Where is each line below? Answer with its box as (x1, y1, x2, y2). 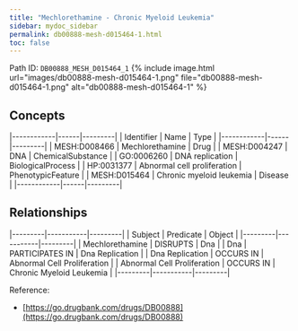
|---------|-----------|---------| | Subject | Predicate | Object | (9, 229, 239, 240)
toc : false (9, 38, 50, 48)
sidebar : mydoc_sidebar (9, 22, 99, 30)
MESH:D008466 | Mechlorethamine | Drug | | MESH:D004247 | (53, 141, 288, 152)
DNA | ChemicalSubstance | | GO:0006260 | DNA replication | (9, 151, 238, 161)
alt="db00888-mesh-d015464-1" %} (71, 82, 208, 92)
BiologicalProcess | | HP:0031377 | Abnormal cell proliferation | (9, 161, 242, 171)
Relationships (9, 205, 88, 221)
